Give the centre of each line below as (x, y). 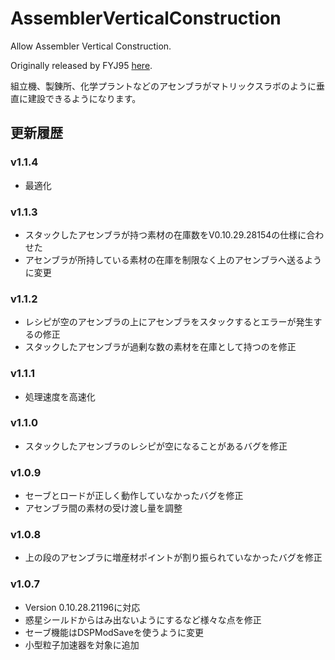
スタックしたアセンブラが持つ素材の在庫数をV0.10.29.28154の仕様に (165, 234)
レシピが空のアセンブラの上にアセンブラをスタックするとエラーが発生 (169, 322)
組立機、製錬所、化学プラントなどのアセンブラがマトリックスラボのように (163, 86)
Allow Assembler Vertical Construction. (91, 46)
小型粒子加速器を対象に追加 (82, 644)
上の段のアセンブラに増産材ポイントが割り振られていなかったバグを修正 (173, 558)
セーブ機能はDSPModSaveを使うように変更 (114, 632)
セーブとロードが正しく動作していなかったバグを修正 (134, 496)
